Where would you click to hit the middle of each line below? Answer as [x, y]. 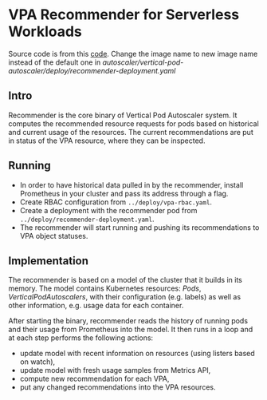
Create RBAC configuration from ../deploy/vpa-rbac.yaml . [116, 202]
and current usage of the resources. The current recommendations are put [131, 132]
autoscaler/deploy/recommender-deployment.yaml [92, 70]
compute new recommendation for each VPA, [94, 379]
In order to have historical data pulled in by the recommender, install [132, 184]
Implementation [49, 261]
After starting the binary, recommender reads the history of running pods [128, 321]
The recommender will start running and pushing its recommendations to [139, 227]
